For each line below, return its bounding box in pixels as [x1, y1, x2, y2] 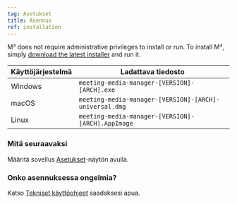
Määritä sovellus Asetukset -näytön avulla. [7, 155, 129, 163]
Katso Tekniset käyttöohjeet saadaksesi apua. [7, 188, 140, 197]
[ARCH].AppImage [78, 119, 134, 128]
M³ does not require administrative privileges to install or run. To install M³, [7, 43, 224, 52]
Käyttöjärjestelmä [11, 67, 73, 77]
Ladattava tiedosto [120, 67, 185, 77]
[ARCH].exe [78, 86, 116, 94]
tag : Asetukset [7, 10, 52, 18]
